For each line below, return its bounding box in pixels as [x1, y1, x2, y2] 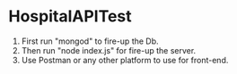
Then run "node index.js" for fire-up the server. [21, 45, 197, 55]
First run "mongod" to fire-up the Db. [21, 36, 159, 46]
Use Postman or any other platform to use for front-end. [21, 54, 229, 65]
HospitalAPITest [8, 6, 132, 27]
